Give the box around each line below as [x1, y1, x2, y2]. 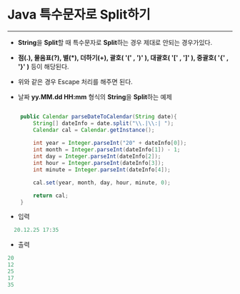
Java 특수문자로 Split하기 [7, 6, 151, 23]
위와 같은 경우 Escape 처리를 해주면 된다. [17, 77, 134, 86]
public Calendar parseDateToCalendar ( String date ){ [20, 113, 177, 120]
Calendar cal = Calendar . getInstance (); [33, 126, 155, 133]
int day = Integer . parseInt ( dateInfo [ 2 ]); [33, 153, 161, 161]
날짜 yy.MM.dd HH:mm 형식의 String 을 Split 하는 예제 [17, 92, 173, 101]
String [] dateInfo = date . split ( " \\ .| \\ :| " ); [33, 119, 174, 127]
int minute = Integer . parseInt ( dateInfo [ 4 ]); [33, 166, 171, 173]
